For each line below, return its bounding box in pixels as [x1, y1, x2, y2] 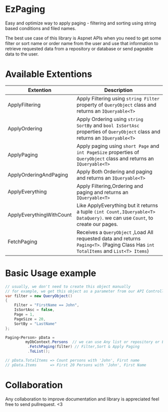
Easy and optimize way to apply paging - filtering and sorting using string [5, 20, 156, 26]
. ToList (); [27, 349, 50, 354]
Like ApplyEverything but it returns [76, 201, 158, 208]
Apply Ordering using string [76, 115, 143, 122]
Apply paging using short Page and [76, 142, 159, 149]
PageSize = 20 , [14, 316, 46, 321]
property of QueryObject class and [76, 101, 156, 108]
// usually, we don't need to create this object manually [5, 284, 131, 289]
